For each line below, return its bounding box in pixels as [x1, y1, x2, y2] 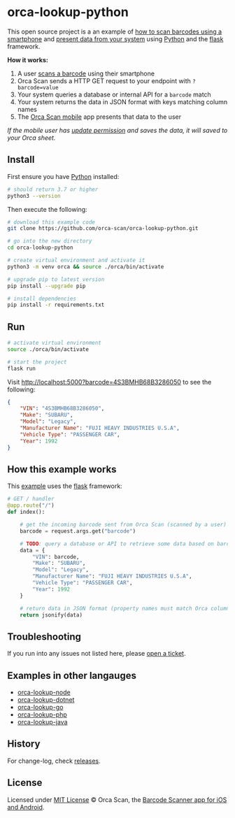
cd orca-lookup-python [7, 244, 73, 252]
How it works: [7, 55, 49, 64]
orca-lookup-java [17, 718, 68, 726]
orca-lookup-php [17, 710, 68, 719]
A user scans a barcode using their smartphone [17, 69, 155, 78]
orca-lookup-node [17, 688, 71, 696]
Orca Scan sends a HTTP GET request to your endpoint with [17, 76, 191, 85]
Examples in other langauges [7, 669, 136, 682]
